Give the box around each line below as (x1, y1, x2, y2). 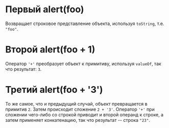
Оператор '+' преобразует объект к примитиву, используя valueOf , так (5, 60, 162, 67)
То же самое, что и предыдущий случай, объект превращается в (5, 100, 148, 107)
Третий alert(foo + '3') (5, 84, 103, 95)
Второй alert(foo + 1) (5, 44, 95, 56)
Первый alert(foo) (5, 4, 84, 15)
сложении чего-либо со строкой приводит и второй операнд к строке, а (5, 111, 164, 118)
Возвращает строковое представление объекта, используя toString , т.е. (5, 20, 164, 27)
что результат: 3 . (5, 66, 42, 72)
